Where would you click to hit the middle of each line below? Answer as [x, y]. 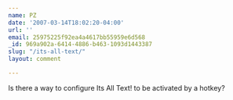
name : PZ [22, 15]
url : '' [21, 30]
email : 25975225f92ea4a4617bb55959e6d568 [77, 37]
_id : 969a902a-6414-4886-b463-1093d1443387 [80, 45]
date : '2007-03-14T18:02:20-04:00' [66, 23]
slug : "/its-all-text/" [47, 52]
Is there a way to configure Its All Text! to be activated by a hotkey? [116, 87]
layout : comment [35, 59]
